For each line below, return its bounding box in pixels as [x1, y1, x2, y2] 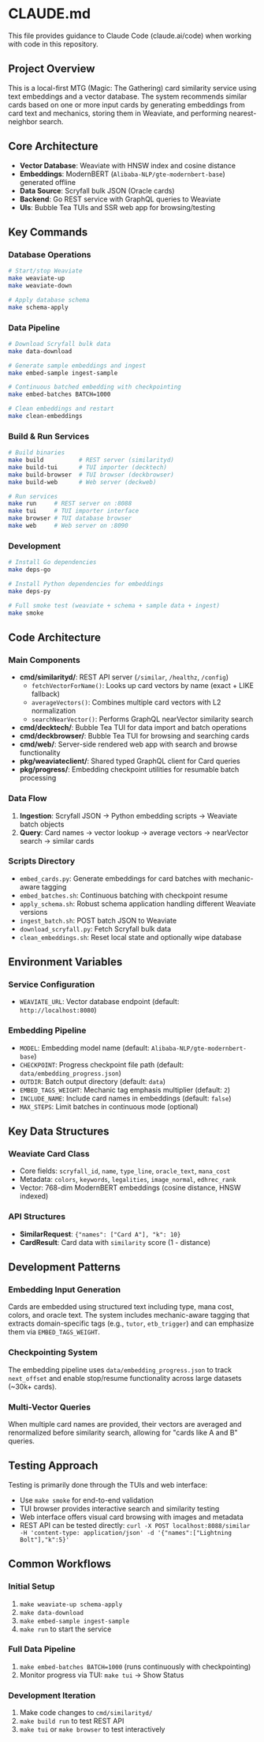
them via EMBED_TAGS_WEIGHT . [8, 1327, 101, 1337]
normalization [31, 706, 76, 716]
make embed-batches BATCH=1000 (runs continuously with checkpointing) [19, 1661, 251, 1671]
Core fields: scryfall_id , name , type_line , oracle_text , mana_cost [19, 1166, 231, 1176]
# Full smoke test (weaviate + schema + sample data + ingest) [8, 601, 221, 609]
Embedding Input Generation [8, 1285, 121, 1296]
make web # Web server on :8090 [8, 522, 128, 530]
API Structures [8, 1211, 65, 1222]
